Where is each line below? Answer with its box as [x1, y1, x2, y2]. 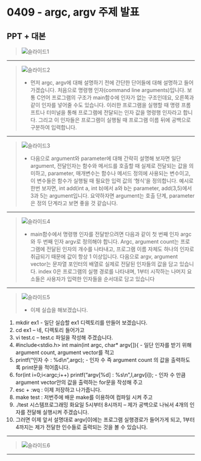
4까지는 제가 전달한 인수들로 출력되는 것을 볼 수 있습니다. [15, 423, 148, 431]
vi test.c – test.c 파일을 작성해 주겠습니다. [15, 334, 113, 341]
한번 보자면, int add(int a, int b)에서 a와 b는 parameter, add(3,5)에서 [30, 185, 193, 192]
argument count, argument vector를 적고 [15, 349, 115, 356]
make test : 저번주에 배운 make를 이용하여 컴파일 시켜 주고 [15, 394, 153, 401]
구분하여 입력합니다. [30, 124, 77, 131]
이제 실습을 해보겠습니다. [30, 306, 88, 314]
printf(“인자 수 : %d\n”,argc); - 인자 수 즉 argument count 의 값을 [15, 356, 170, 363]
